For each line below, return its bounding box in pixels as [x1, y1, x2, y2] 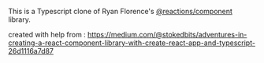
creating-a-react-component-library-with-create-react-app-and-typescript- [8, 38, 256, 47]
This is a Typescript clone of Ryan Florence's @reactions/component [8, 7, 232, 16]
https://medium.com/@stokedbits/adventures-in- [87, 30, 247, 39]
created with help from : [8, 30, 87, 39]
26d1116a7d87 [8, 47, 54, 55]
